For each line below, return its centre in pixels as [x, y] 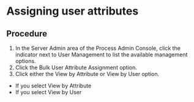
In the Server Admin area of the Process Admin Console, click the [98, 48]
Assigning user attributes [73, 11]
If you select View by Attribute [53, 86]
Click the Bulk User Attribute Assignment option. [76, 67]
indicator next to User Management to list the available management [101, 55]
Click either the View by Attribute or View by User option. [87, 74]
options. [25, 61]
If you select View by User [48, 92]
